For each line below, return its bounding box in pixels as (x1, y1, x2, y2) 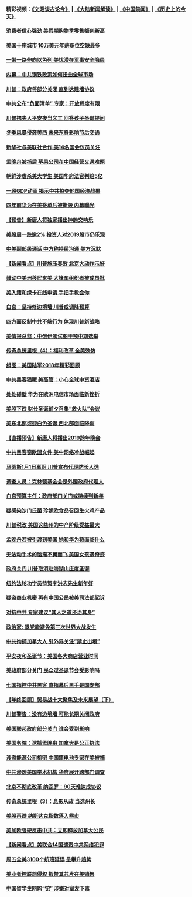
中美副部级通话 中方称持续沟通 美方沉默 (6, 246, 101, 253)
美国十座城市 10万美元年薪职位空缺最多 (6, 42, 101, 49)
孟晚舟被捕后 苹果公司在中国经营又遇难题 (6, 158, 105, 165)
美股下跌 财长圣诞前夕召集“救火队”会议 (6, 405, 101, 412)
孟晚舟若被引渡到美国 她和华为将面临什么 (6, 536, 105, 543)
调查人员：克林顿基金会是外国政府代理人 (6, 478, 104, 485)
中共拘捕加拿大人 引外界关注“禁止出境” (6, 638, 101, 645)
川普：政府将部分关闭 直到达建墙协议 (6, 85, 95, 92)
